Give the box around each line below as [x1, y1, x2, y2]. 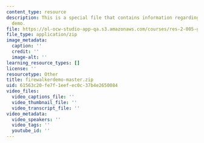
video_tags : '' [12, 122, 50, 128]
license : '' [6, 65, 36, 72]
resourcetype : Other [6, 71, 59, 77]
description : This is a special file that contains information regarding [6, 15, 200, 21]
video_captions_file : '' [12, 94, 75, 100]
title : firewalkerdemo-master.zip [6, 77, 94, 83]
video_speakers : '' [12, 116, 61, 122]
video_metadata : [6, 111, 47, 117]
